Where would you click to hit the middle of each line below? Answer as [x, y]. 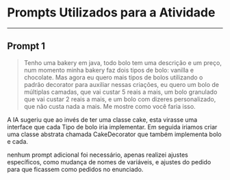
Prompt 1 [26, 46]
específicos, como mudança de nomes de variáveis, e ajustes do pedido [109, 162]
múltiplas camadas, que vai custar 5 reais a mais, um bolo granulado [120, 92]
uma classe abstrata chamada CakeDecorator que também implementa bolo [114, 134]
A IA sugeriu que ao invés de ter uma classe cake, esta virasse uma [102, 119]
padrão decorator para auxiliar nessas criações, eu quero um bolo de [122, 84]
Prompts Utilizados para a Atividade [111, 13]
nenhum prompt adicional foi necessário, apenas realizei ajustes [98, 155]
